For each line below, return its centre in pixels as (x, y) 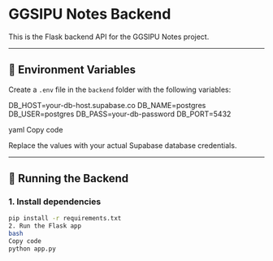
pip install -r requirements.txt (65, 219)
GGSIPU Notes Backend (90, 14)
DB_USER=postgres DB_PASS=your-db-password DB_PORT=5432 (120, 114)
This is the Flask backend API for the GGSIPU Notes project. (109, 37)
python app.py (32, 249)
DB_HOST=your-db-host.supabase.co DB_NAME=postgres (107, 105)
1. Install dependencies (55, 202)
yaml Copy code (36, 129)
